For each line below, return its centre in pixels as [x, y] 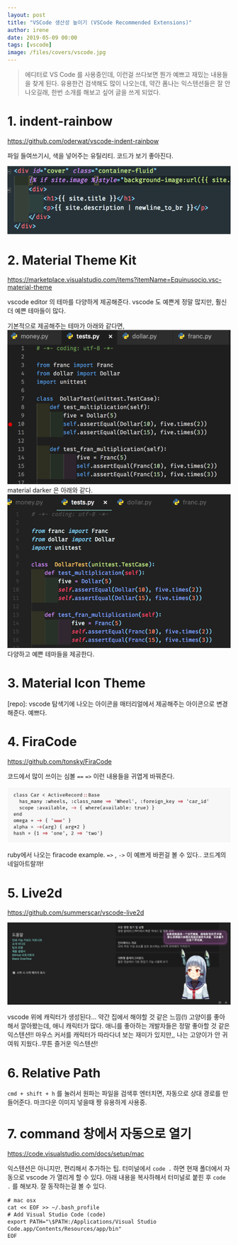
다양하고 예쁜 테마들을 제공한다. [51, 654]
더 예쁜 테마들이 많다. [36, 311]
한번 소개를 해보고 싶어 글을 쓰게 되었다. [106, 92]
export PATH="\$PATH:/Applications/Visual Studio [82, 1222]
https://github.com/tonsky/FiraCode [59, 761]
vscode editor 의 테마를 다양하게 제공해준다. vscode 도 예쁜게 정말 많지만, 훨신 [117, 302]
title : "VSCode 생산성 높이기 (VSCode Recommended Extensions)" [100, 22]
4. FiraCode [42, 742]
